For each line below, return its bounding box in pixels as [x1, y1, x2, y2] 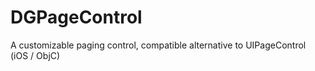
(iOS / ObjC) [10, 49, 61, 61]
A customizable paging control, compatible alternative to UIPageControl [10, 39, 307, 51]
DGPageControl [10, 6, 143, 29]
